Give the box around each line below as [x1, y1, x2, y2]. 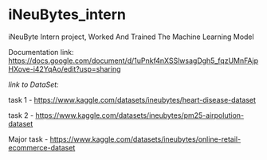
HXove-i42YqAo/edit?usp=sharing [8, 64, 121, 73]
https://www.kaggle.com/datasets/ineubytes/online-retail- [49, 134, 241, 144]
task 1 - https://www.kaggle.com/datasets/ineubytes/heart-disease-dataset [8, 95, 257, 104]
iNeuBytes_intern [8, 6, 126, 24]
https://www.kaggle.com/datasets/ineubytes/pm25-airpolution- [35, 110, 245, 120]
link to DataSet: [8, 80, 59, 89]
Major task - [8, 134, 49, 144]
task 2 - [8, 110, 34, 120]
